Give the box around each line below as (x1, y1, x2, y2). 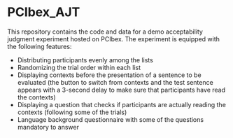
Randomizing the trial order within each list (17, 63, 141, 71)
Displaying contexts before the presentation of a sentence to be (17, 71, 202, 79)
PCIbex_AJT (7, 4, 80, 20)
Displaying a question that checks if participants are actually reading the (17, 100, 226, 109)
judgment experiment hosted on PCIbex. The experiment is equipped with (7, 34, 220, 43)
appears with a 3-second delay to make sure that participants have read (17, 85, 226, 94)
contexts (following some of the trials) (17, 108, 127, 116)
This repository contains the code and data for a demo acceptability (7, 27, 203, 36)
